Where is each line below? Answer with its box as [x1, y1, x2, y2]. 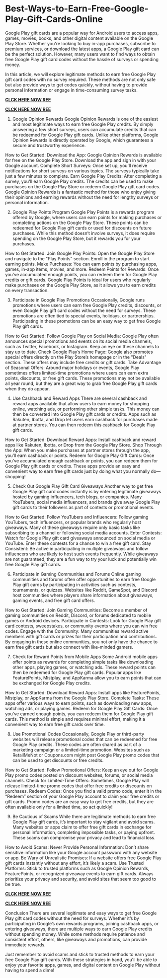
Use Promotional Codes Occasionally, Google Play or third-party [12, 731, 145, 737]
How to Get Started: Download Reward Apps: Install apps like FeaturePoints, [5, 689, 161, 695]
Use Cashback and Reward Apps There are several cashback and [12, 395, 147, 401]
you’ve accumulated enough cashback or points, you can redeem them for [5, 457, 158, 463]
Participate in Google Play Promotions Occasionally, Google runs [12, 297, 145, 303]
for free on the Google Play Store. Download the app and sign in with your [5, 157, 157, 163]
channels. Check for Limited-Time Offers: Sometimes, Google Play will [5, 777, 149, 783]
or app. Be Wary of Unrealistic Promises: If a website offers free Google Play [5, 855, 162, 861]
